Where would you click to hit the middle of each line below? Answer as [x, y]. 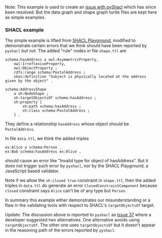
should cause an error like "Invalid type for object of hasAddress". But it [77, 161]
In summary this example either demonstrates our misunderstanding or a [78, 200]
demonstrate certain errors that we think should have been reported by [76, 46]
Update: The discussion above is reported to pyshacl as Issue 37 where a [78, 215]
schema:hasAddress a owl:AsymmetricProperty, [52, 60]
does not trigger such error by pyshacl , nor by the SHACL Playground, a [77, 166]
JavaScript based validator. [32, 171]
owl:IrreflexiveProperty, [40, 64]
